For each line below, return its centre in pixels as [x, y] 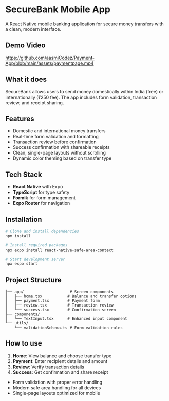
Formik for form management [44, 198]
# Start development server [35, 259]
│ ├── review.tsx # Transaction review [60, 305]
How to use [24, 343]
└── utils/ [17, 323]
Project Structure [33, 280]
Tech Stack [24, 174]
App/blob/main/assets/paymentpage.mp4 [50, 63]
